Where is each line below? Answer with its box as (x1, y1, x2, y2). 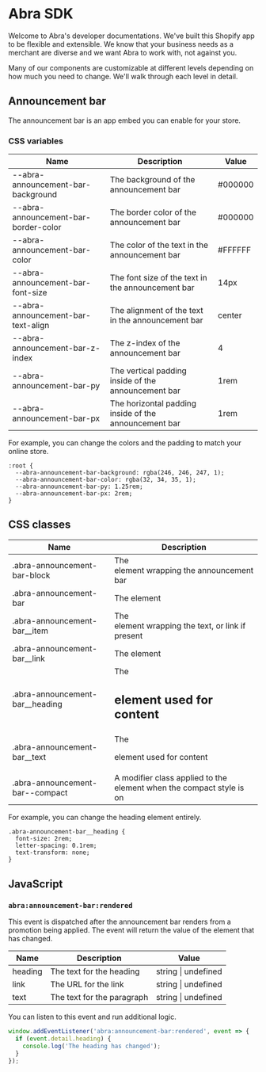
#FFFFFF (217, 245, 252, 256)
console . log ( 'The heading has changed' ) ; (22, 1042, 161, 1050)
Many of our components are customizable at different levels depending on (8, 63, 254, 72)
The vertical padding (109, 365, 188, 376)
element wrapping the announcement (114, 564, 254, 575)
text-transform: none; (15, 849, 90, 856)
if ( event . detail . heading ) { (15, 1035, 112, 1043)
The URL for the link (50, 979, 124, 990)
